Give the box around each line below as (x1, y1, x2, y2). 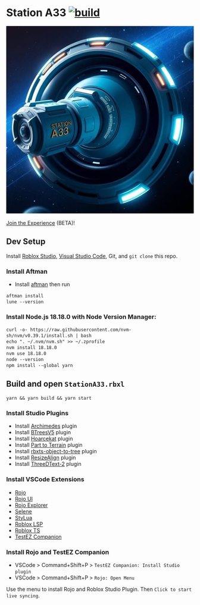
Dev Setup (6, 237, 46, 247)
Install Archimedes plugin (14, 422, 77, 430)
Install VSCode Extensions (6, 475, 85, 484)
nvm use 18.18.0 (6, 351, 46, 357)
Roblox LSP (14, 521, 43, 528)
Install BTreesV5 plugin (14, 429, 71, 436)
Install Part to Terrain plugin (14, 441, 83, 449)
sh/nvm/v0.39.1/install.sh (6, 333, 73, 339)
